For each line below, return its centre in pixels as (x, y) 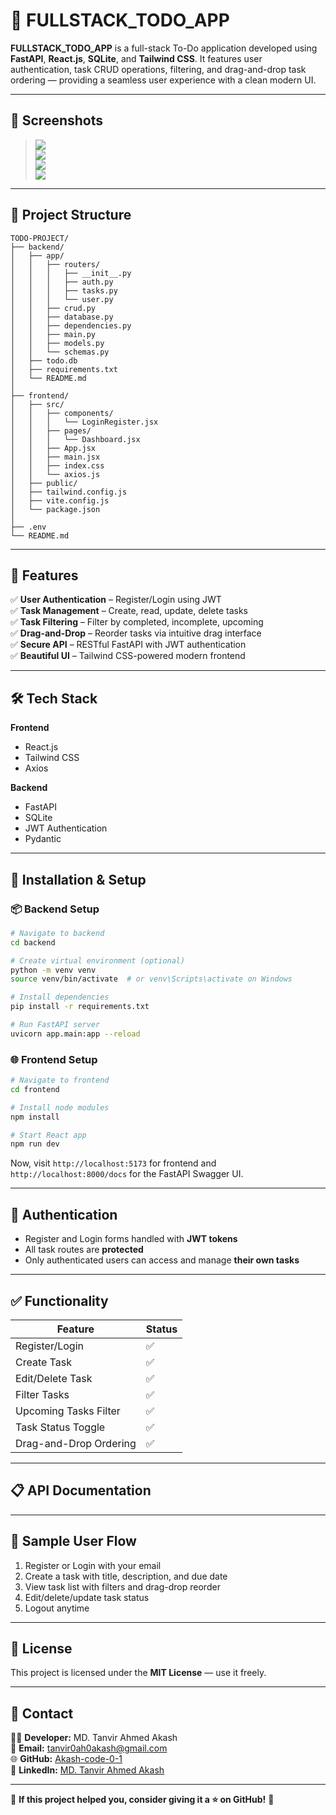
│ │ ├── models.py (57, 343)
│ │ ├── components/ (62, 413)
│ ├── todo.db (44, 360)
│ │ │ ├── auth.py (62, 282)
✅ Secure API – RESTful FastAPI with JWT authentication (128, 645)
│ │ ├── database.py (62, 317)
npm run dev (35, 1144)
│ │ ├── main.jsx (55, 457)
